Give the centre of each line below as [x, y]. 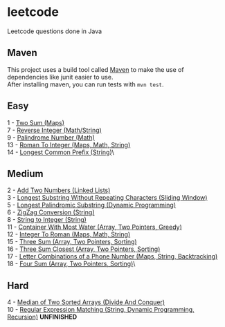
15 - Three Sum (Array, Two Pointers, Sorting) [72, 242]
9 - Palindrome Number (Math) [51, 137]
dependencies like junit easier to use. [60, 77]
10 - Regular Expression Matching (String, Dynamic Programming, [101, 310]
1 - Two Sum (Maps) [36, 122]
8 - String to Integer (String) [47, 220]
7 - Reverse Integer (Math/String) [54, 130]
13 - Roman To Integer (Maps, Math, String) [69, 144]
